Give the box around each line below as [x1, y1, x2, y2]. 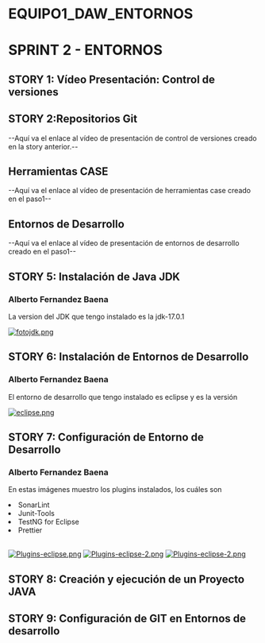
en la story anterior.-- [8, 141, 79, 151]
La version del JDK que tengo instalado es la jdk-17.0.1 [8, 312, 185, 321]
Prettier [18, 525, 43, 535]
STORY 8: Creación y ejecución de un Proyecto [8, 572, 244, 586]
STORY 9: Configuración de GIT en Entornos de [8, 612, 246, 626]
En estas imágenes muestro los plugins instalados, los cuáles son [8, 485, 222, 494]
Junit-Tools [18, 509, 56, 518]
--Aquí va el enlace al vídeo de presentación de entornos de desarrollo [8, 238, 240, 248]
